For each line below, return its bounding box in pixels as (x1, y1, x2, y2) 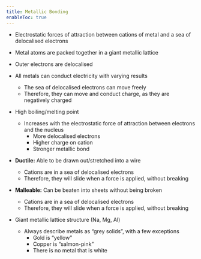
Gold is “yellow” (32, 234, 73, 241)
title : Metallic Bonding (6, 8, 68, 15)
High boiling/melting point (14, 108, 79, 115)
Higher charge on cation (32, 138, 93, 146)
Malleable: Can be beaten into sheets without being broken (14, 186, 163, 194)
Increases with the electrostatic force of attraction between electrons (23, 119, 196, 127)
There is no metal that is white (32, 246, 108, 254)
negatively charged (23, 97, 72, 104)
